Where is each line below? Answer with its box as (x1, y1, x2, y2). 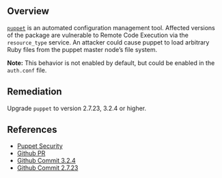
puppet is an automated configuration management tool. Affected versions (7, 23, 215, 31)
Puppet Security (16, 142, 63, 150)
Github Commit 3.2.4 (16, 157, 77, 165)
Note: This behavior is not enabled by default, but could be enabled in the (7, 58, 215, 67)
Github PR (16, 149, 46, 157)
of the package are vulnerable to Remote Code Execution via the (7, 31, 189, 39)
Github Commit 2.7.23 (16, 164, 79, 172)
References (7, 124, 57, 136)
